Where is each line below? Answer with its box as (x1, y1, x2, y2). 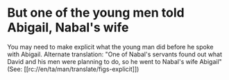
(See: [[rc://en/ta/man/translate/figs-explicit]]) (7, 65, 139, 73)
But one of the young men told (7, 5, 185, 21)
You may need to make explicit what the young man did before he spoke (7, 42, 214, 51)
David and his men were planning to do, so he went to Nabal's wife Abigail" (7, 57, 222, 65)
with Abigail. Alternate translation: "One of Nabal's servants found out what (7, 50, 223, 58)
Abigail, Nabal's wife (7, 19, 129, 35)
